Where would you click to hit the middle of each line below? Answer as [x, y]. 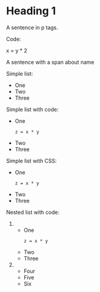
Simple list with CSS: [32, 161]
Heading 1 [31, 11]
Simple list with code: [32, 109]
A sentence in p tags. [32, 27]
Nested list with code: [33, 212]
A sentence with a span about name [50, 62]
